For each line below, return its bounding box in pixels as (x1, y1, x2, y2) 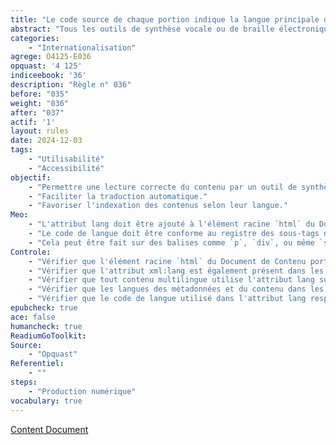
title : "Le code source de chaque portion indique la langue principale (10, 14, 320, 25)
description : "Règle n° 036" (10, 80, 132, 90)
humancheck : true (10, 321, 83, 331)
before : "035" (10, 89, 70, 99)
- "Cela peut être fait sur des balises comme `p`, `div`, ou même (28, 237, 315, 248)
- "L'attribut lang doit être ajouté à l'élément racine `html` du (28, 219, 315, 230)
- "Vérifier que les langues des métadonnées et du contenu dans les (28, 284, 325, 295)
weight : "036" (10, 98, 70, 108)
